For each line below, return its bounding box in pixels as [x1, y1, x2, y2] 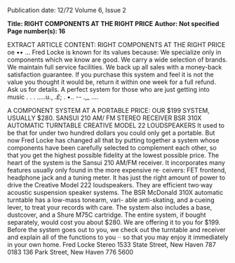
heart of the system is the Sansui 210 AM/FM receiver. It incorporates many [7, 159, 226, 167]
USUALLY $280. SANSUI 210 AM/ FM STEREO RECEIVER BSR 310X [7, 114, 202, 122]
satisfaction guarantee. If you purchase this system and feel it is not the [7, 70, 214, 79]
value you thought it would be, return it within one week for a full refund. [7, 78, 216, 86]
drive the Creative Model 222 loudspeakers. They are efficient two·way [7, 181, 213, 189]
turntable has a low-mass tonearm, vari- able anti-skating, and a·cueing [7, 196, 215, 204]
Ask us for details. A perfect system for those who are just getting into [7, 86, 210, 93]
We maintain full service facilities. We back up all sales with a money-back [7, 63, 222, 71]
